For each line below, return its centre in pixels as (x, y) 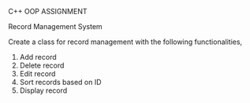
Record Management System (55, 26)
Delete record (42, 65)
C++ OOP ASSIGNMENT (48, 11)
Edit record (37, 74)
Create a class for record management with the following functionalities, (125, 42)
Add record (38, 57)
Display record (43, 90)
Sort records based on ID (60, 82)
